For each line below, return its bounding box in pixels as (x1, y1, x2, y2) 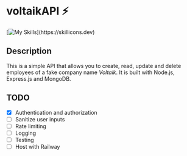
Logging (15, 129, 37, 137)
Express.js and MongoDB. (6, 75, 71, 82)
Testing (15, 136, 35, 143)
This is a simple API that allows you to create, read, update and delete (6, 62, 182, 69)
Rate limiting (15, 122, 47, 130)
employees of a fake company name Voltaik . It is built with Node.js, (6, 69, 175, 76)
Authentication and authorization (15, 109, 97, 116)
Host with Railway (15, 143, 60, 150)
